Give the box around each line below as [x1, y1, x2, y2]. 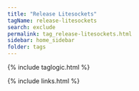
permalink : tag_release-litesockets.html [7, 30, 133, 38]
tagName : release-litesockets [7, 17, 98, 24]
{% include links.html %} [7, 77, 80, 85]
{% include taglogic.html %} [7, 63, 91, 71]
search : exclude [7, 23, 56, 31]
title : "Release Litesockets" [7, 10, 98, 18]
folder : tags [7, 43, 46, 50]
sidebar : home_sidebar [7, 37, 75, 44]
